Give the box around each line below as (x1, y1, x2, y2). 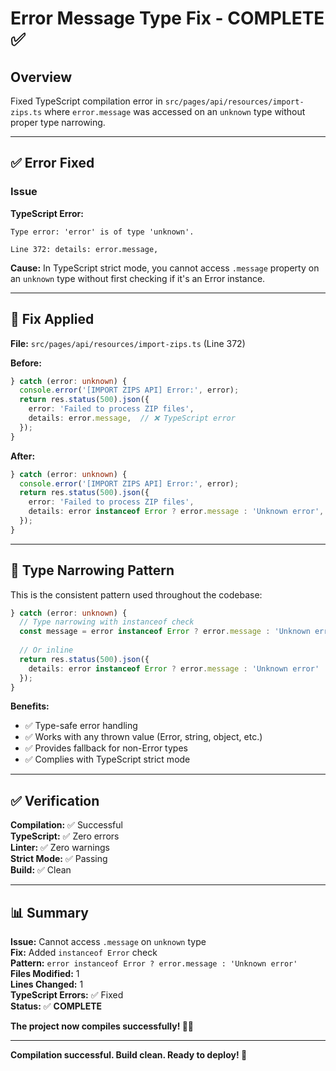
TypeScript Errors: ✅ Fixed (10, 989, 124, 1001)
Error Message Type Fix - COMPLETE (10, 7, 325, 30)
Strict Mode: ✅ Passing (10, 853, 108, 865)
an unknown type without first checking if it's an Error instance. (10, 272, 266, 284)
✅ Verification (10, 792, 100, 809)
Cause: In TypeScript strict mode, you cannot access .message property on (10, 262, 320, 274)
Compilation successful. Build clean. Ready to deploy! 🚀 (10, 1049, 248, 1061)
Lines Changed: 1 (10, 978, 84, 991)
